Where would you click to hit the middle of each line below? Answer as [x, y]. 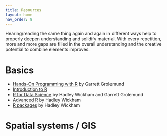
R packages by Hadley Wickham [46, 105]
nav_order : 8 [19, 19]
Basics [20, 70]
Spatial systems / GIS [51, 126]
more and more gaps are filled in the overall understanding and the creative [83, 44]
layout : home [19, 15]
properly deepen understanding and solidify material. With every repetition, [83, 39]
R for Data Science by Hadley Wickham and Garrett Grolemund [78, 95]
